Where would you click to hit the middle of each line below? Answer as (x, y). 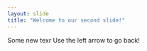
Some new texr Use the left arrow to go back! (73, 40)
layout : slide (28, 14)
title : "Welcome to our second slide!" (66, 20)
